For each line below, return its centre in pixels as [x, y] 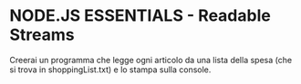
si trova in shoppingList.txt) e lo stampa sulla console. [110, 70]
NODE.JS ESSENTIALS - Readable [140, 16]
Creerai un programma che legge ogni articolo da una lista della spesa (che [151, 60]
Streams [42, 35]
